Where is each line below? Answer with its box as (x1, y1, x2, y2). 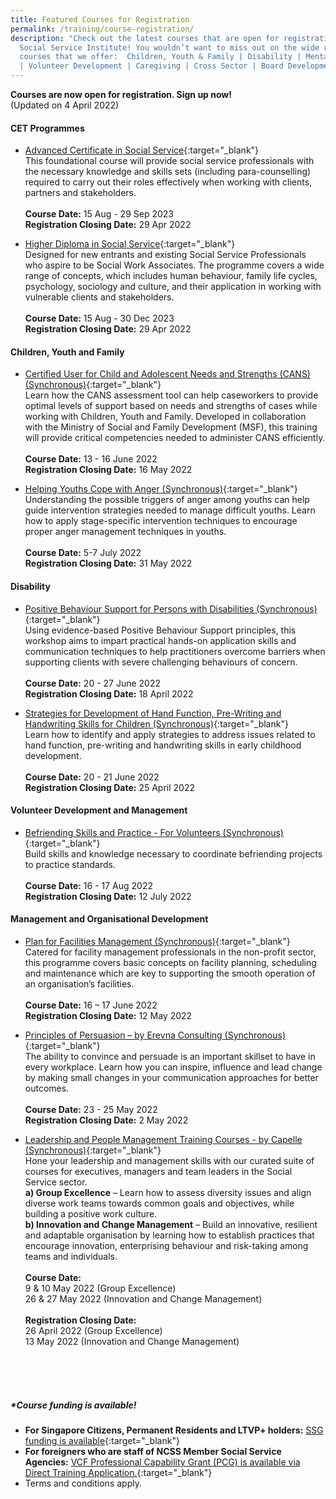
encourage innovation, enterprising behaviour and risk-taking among (24, 1240, 309, 1252)
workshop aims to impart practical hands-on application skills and (24, 634, 297, 646)
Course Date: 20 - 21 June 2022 (24, 771, 160, 783)
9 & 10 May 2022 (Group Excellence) (24, 1282, 177, 1295)
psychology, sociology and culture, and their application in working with (24, 281, 322, 293)
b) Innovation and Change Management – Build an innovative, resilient (24, 1219, 318, 1231)
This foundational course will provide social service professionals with (24, 155, 315, 167)
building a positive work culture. (24, 1208, 158, 1220)
